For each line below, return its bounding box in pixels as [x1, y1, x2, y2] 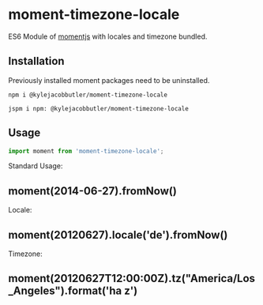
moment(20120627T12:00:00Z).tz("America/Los [8, 272, 255, 285]
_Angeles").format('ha [8, 284, 122, 298]
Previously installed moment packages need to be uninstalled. [8, 75, 210, 85]
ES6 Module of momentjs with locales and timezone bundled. [8, 32, 208, 41]
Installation [8, 55, 65, 68]
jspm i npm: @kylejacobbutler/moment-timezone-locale [8, 104, 190, 112]
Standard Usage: [8, 161, 63, 171]
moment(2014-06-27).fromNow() [8, 184, 178, 198]
